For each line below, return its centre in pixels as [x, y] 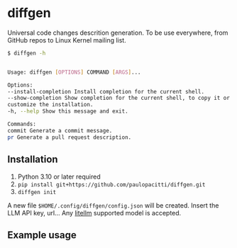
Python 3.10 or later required [59, 176]
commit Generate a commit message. [60, 130]
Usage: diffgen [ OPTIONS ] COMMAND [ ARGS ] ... [74, 72]
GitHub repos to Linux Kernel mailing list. [67, 40]
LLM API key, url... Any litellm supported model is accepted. [94, 213]
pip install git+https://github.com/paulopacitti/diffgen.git [111, 185]
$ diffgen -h [27, 53]
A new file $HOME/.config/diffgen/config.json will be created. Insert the [113, 205]
